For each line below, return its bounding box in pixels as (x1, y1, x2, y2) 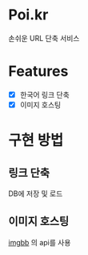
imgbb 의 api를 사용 (8, 237, 71, 247)
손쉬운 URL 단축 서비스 (8, 33, 80, 43)
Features (8, 62, 69, 81)
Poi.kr (8, 6, 49, 24)
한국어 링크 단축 (19, 90, 70, 99)
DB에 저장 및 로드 (8, 189, 63, 199)
